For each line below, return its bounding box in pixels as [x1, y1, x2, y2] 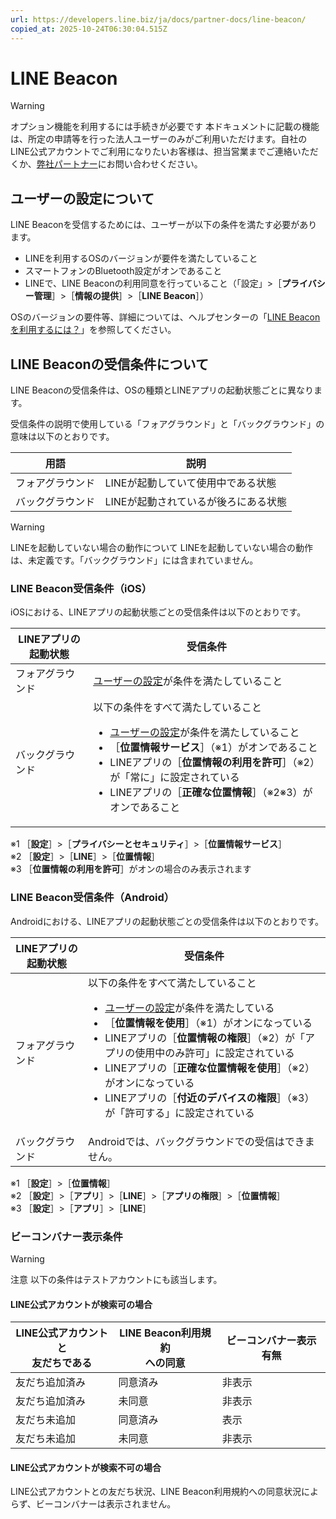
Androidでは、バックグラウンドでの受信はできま [88, 1134, 315, 1148]
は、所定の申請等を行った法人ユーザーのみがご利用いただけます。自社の [10, 133, 308, 145]
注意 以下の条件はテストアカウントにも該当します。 [10, 1273, 223, 1285]
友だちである [31, 1356, 93, 1370]
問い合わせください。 [114, 158, 203, 170]
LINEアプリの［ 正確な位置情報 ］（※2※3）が [109, 786, 313, 800]
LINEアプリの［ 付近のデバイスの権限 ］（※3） [104, 1091, 315, 1105]
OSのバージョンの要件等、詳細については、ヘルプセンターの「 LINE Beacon [10, 311, 321, 323]
